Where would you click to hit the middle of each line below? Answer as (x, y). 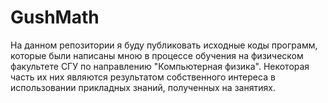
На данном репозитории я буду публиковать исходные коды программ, (164, 45)
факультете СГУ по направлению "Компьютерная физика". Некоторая (160, 66)
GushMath (55, 17)
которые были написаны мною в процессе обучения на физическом (157, 55)
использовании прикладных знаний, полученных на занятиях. (143, 87)
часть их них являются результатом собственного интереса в (143, 77)
